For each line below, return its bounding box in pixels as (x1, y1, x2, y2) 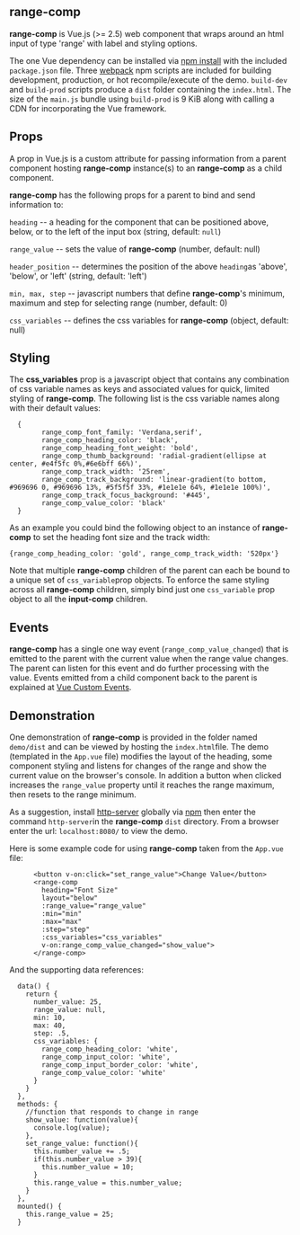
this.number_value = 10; (41, 1163, 135, 1172)
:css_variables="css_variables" (41, 933, 163, 942)
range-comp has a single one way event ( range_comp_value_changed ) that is (9, 644, 289, 654)
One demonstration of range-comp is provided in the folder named (9, 732, 258, 742)
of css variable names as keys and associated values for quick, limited (9, 384, 269, 395)
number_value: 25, (32, 998, 102, 1007)
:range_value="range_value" (41, 902, 146, 911)
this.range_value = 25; (25, 1210, 115, 1219)
